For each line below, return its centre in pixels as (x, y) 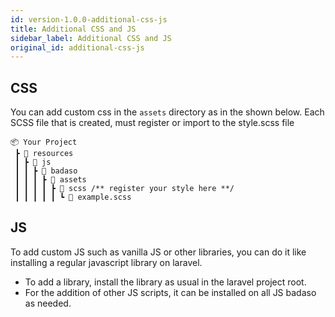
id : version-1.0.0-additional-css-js (89, 19)
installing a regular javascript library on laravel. (106, 262)
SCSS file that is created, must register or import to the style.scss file (152, 123)
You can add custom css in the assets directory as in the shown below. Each (167, 112)
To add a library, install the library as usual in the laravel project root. (165, 282)
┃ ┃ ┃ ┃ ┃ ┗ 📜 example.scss (73, 197)
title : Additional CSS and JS (73, 29)
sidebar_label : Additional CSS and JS (91, 38)
